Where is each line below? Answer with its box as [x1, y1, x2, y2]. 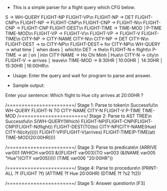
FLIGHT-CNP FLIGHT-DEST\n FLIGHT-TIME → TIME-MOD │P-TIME [21, 25, 162, 31]
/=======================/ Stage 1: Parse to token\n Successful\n [5, 102, 158, 108]
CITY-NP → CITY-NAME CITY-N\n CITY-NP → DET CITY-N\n [21, 36, 149, 42]
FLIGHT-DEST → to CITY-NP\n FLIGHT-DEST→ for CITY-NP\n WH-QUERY [5, 41, 161, 47]
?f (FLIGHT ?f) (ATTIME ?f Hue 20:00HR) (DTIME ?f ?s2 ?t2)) [14, 170, 141, 176]
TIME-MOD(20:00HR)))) [5, 135, 56, 140]
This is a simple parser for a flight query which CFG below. [12, 5, 136, 10]
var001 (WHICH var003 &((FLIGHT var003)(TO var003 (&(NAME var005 [5, 150, 156, 155]
